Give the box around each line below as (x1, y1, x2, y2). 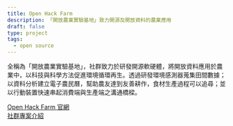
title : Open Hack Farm (7, 10, 73, 17)
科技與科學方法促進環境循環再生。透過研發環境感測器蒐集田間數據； (31, 71, 226, 79)
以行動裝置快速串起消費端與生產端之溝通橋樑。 (7, 88, 141, 96)
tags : (7, 36, 23, 43)
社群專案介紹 (7, 111, 44, 120)
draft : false (7, 23, 45, 30)
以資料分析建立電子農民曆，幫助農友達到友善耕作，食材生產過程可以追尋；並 (7, 80, 226, 87)
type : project (7, 29, 49, 37)
